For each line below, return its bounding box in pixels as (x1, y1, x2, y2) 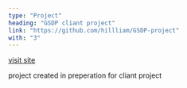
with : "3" (8, 33, 41, 42)
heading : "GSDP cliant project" (8, 19, 115, 27)
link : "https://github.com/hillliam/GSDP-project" (8, 26, 180, 34)
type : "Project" (8, 11, 62, 20)
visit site (8, 55, 36, 65)
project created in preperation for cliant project (8, 71, 162, 80)
